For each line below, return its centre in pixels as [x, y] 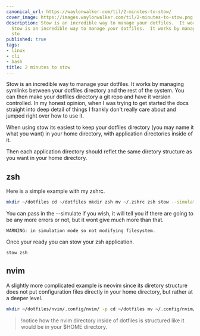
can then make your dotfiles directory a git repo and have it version [88, 97]
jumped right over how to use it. [45, 116]
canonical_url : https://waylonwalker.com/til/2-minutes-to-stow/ [89, 12]
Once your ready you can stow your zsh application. [70, 242]
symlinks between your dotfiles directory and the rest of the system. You [95, 91]
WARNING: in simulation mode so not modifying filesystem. [81, 231]
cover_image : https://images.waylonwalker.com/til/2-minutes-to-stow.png [100, 17]
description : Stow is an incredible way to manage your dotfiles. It [96, 23]
